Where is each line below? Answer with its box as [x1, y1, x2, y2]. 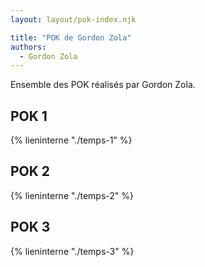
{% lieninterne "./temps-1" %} [10, 134, 133, 146]
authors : [10, 42, 47, 52]
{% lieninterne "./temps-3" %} [10, 245, 135, 257]
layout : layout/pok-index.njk [10, 14, 137, 25]
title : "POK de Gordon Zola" [10, 32, 132, 43]
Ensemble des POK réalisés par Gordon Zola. [10, 79, 196, 91]
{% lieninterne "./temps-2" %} [10, 189, 134, 201]
